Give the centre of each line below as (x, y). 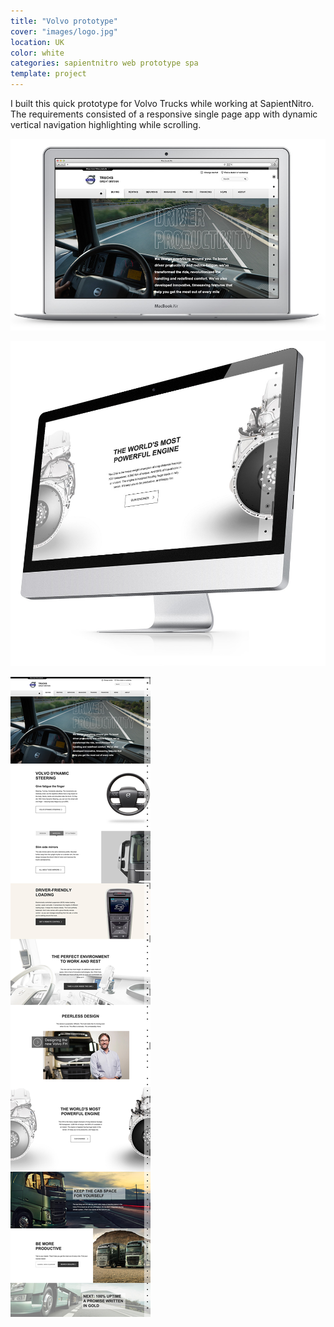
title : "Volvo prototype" (64, 21)
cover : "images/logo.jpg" (64, 31)
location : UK (37, 42)
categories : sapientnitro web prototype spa (104, 63)
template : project (48, 74)
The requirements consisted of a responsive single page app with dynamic (164, 114)
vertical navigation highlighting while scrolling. (106, 124)
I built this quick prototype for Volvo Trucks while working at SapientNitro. (162, 103)
